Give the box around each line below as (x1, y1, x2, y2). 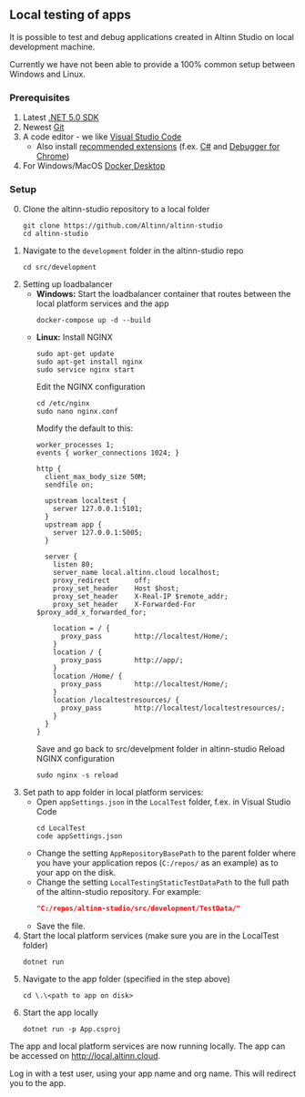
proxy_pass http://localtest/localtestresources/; (60, 703, 286, 713)
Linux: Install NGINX (36, 332, 113, 343)
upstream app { (44, 520, 103, 529)
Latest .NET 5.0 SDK (22, 112, 99, 123)
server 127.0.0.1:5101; (53, 505, 143, 514)
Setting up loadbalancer (22, 279, 113, 290)
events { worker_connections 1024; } (36, 448, 180, 458)
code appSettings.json (36, 832, 123, 841)
